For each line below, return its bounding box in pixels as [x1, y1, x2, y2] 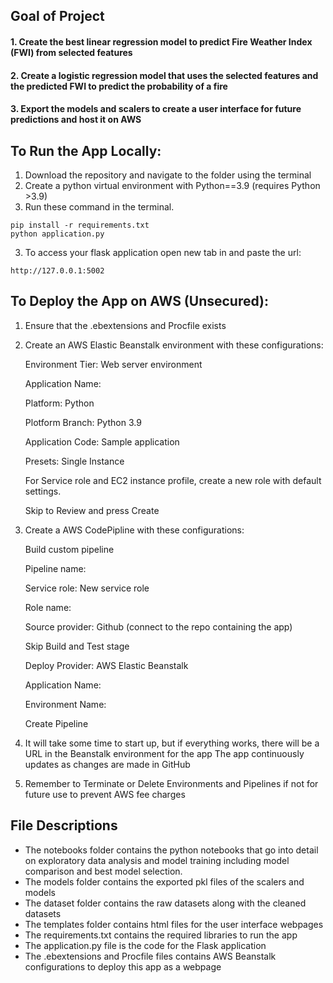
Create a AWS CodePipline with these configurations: [24, 524, 245, 536]
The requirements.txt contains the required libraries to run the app [24, 929, 298, 941]
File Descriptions [10, 817, 118, 834]
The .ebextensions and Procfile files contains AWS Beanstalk [24, 950, 277, 962]
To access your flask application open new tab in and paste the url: [24, 246, 302, 258]
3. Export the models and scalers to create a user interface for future [10, 103, 302, 115]
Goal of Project [10, 8, 105, 25]
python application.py [10, 229, 105, 239]
